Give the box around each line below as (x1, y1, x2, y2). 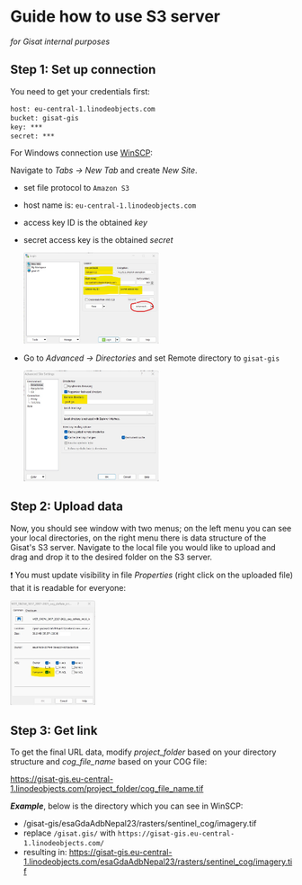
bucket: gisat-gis (10, 113, 79, 122)
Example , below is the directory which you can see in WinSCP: (10, 800, 244, 811)
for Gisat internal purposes (10, 36, 111, 47)
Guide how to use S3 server (10, 6, 221, 27)
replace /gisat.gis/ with (22, 827, 116, 838)
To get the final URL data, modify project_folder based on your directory (10, 746, 277, 757)
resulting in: (22, 847, 67, 858)
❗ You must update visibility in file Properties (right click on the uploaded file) (10, 569, 294, 580)
